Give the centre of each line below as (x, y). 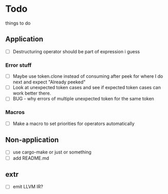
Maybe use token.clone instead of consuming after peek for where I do (88, 76)
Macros (15, 112)
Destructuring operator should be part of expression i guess (76, 51)
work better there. (32, 93)
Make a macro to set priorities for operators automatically (73, 123)
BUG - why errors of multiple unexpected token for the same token (83, 99)
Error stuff (18, 65)
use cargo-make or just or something (52, 152)
